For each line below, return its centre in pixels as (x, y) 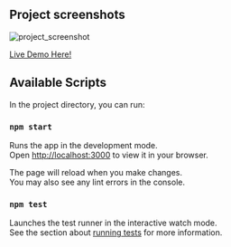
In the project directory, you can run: (77, 104)
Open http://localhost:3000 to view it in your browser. (109, 155)
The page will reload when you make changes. (96, 172)
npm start (31, 127)
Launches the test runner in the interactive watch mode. (114, 223)
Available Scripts (58, 83)
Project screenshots (68, 15)
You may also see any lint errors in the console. (97, 182)
